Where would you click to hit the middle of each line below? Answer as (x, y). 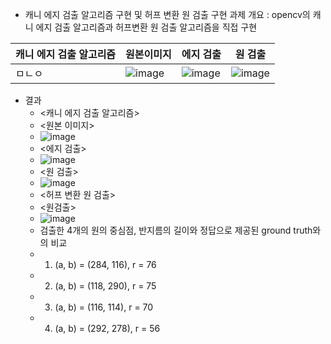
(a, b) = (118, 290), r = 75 (105, 286)
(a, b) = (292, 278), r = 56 (107, 328)
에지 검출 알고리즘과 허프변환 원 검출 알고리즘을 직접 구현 (146, 27)
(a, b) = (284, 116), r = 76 (105, 264)
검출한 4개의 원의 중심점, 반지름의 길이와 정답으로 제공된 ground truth (176, 230)
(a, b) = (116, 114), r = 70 (104, 307)
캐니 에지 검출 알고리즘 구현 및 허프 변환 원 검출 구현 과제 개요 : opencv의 (167, 14)
